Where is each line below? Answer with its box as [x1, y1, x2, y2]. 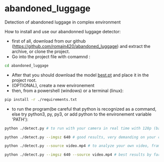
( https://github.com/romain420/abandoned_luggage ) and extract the [11, 43, 151, 49]
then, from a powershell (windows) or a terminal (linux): [11, 88, 124, 93]
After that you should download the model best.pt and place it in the [11, 72, 149, 78]
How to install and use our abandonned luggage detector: [4, 28, 121, 34]
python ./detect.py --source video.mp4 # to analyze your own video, [4, 143, 150, 148]
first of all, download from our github [11, 38, 86, 44]
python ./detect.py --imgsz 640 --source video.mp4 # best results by [4, 152, 152, 157]
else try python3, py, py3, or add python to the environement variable [11, 111, 152, 117]
